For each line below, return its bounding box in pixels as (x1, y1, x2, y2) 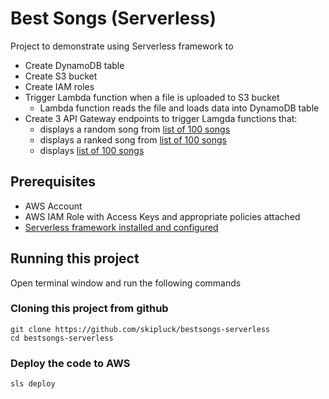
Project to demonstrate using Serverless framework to (10, 40, 234, 52)
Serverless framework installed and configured (24, 221, 219, 233)
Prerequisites (10, 173, 96, 191)
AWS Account (24, 200, 83, 212)
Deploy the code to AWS (10, 356, 131, 370)
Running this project (10, 250, 140, 267)
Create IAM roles (24, 80, 95, 92)
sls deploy (10, 379, 56, 389)
